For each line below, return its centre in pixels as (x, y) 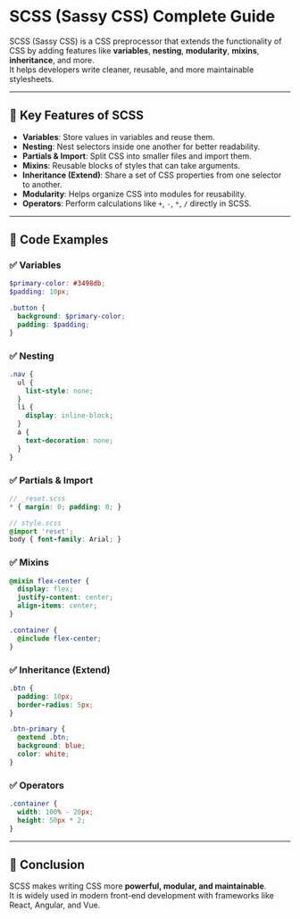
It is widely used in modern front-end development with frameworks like (142, 896)
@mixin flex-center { (50, 581)
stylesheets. (32, 79)
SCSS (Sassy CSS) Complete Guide (142, 17)
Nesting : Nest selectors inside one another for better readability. (141, 146)
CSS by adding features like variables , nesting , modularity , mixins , (134, 50)
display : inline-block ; (70, 416)
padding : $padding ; (54, 324)
